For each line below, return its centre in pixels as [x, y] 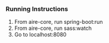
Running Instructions [37, 9]
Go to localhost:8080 [40, 35]
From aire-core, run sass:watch [53, 28]
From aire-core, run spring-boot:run [58, 22]
